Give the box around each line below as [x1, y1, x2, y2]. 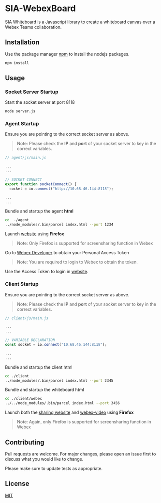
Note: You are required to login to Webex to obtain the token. [16, 259, 138, 265]
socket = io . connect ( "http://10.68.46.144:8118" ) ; [9, 186, 114, 191]
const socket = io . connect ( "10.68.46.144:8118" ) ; [5, 342, 107, 347]
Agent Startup [5, 120, 39, 127]
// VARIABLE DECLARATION [5, 338, 55, 342]
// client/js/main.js [5, 316, 49, 321]
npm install [5, 60, 29, 65]
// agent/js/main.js [5, 155, 47, 160]
